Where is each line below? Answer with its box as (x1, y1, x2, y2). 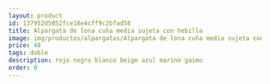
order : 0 (8, 64, 38, 72)
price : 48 (8, 42, 42, 50)
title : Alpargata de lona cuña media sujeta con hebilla (8, 26, 203, 34)
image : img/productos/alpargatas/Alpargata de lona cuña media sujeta (8, 34, 250, 42)
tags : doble (8, 49, 48, 57)
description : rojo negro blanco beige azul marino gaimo (8, 57, 203, 65)
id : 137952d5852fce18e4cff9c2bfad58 (8, 19, 131, 27)
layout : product (8, 11, 63, 20)
